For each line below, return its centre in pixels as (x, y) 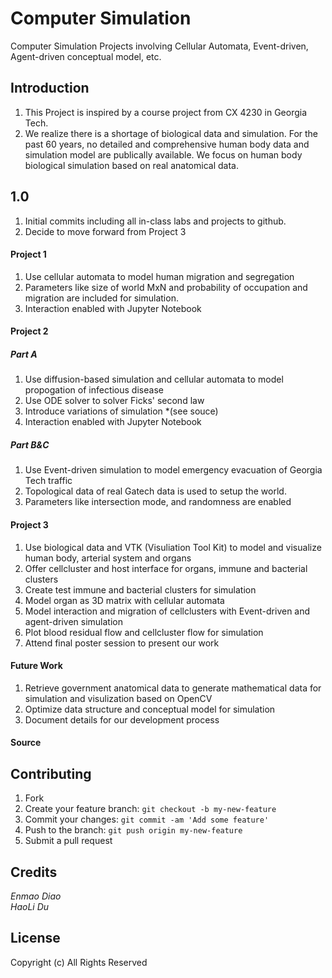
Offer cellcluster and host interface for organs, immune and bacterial (166, 568)
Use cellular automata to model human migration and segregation (159, 276)
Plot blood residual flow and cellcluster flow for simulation (144, 632)
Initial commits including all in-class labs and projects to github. (155, 221)
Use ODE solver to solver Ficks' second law (114, 401)
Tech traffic (48, 481)
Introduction (50, 88)
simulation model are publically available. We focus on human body (163, 154)
